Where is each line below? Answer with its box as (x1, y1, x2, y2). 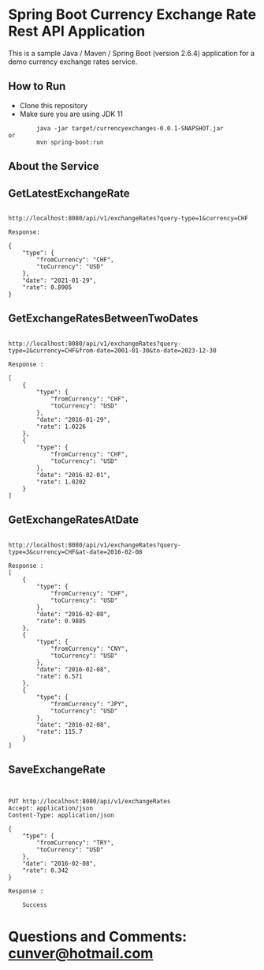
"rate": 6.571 (36, 672, 83, 680)
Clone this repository (19, 100, 88, 110)
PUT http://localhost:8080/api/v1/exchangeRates (8, 798, 171, 806)
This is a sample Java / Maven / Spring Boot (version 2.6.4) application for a (8, 48, 255, 58)
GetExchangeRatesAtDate (8, 513, 139, 527)
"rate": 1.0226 (36, 423, 87, 430)
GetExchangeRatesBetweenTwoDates (8, 312, 199, 325)
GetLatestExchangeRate (8, 186, 130, 200)
